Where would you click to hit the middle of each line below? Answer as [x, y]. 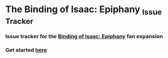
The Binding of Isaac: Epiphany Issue [84, 10]
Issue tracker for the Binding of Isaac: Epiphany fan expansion [84, 36]
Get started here [26, 50]
